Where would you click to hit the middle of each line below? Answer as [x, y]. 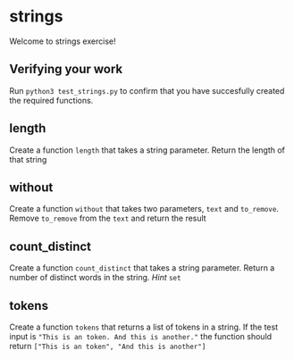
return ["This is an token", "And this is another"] [108, 346]
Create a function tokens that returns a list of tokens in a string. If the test [144, 327]
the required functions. [51, 100]
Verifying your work [66, 69]
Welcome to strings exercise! [63, 41]
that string [28, 159]
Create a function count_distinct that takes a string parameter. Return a [142, 268]
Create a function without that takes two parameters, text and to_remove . [144, 209]
